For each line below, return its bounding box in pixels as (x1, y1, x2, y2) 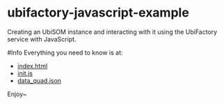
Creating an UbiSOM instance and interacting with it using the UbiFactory (7, 28, 218, 36)
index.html (17, 61, 48, 70)
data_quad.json (17, 76, 61, 84)
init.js (17, 69, 33, 77)
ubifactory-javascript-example (7, 5, 189, 21)
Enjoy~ (7, 90, 27, 98)
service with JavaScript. (7, 35, 77, 43)
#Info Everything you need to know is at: (7, 48, 123, 57)
